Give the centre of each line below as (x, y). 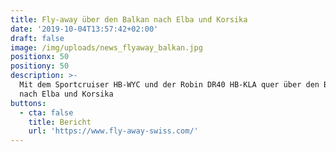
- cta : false (46, 112)
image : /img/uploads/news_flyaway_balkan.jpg (106, 47)
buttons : (28, 103)
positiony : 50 (40, 66)
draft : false (37, 38)
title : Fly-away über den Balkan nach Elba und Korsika (129, 19)
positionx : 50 (40, 57)
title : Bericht (60, 122)
